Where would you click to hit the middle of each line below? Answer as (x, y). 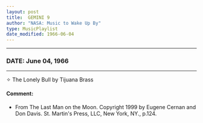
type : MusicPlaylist (32, 29)
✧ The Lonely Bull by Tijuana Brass (50, 80)
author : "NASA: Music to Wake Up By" (54, 23)
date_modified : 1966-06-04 (40, 34)
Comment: (20, 93)
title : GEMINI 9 (28, 17)
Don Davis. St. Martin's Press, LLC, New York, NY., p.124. (86, 113)
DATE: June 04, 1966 (37, 61)
